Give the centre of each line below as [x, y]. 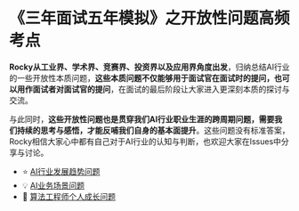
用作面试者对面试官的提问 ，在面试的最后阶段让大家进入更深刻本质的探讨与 [153, 89]
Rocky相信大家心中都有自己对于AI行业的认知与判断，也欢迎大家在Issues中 [145, 141]
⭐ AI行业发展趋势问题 [61, 171]
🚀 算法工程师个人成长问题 [69, 196]
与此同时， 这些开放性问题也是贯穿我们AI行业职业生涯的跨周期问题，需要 [142, 119]
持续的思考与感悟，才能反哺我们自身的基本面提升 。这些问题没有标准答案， [153, 130]
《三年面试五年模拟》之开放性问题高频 [150, 18]
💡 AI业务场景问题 [53, 185]
